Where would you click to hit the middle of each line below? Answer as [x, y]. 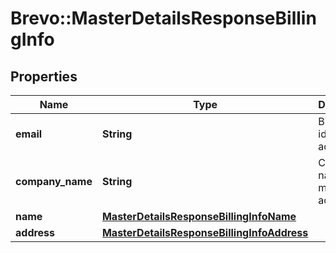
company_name [54, 181]
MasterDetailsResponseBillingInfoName [199, 216]
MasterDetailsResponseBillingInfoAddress [205, 232]
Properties [44, 76]
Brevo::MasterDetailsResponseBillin [163, 18]
